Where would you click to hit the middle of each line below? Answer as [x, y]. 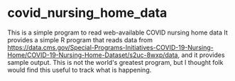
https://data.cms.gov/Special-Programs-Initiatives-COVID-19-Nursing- [111, 47]
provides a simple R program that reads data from [80, 39]
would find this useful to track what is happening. [80, 70]
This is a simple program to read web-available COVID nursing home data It [118, 32]
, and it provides [201, 55]
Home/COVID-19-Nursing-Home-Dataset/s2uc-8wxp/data [93, 55]
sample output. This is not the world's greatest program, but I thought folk [115, 62]
